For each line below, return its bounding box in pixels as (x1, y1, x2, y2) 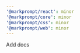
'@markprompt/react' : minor (6, 8, 75, 15)
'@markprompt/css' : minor (6, 19, 69, 25)
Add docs (6, 41, 30, 48)
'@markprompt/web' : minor (6, 25, 69, 31)
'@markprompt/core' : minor (6, 14, 72, 20)
